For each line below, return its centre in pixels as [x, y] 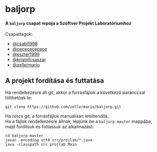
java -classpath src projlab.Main [41, 145]
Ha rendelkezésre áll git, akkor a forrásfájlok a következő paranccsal [75, 92]
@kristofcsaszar [29, 60]
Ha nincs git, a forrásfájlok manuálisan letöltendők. [57, 116]
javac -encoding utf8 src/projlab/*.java [49, 140]
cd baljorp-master [24, 136]
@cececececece [30, 49]
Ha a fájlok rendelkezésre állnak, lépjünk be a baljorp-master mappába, [79, 121]
